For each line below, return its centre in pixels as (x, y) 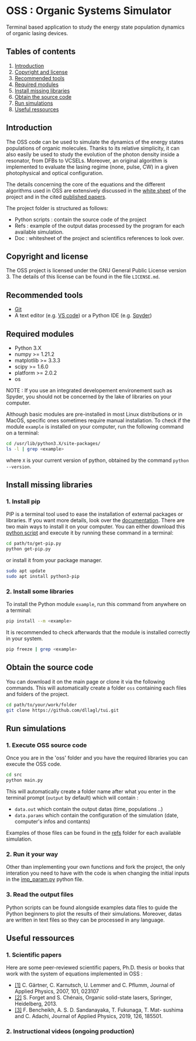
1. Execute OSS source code (47, 745)
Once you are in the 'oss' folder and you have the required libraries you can (97, 758)
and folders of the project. (37, 694)
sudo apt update (26, 571)
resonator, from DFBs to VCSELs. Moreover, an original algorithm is (87, 160)
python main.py (25, 780)
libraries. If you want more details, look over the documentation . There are (95, 520)
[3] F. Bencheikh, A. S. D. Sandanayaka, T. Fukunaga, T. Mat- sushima (99, 1010)
